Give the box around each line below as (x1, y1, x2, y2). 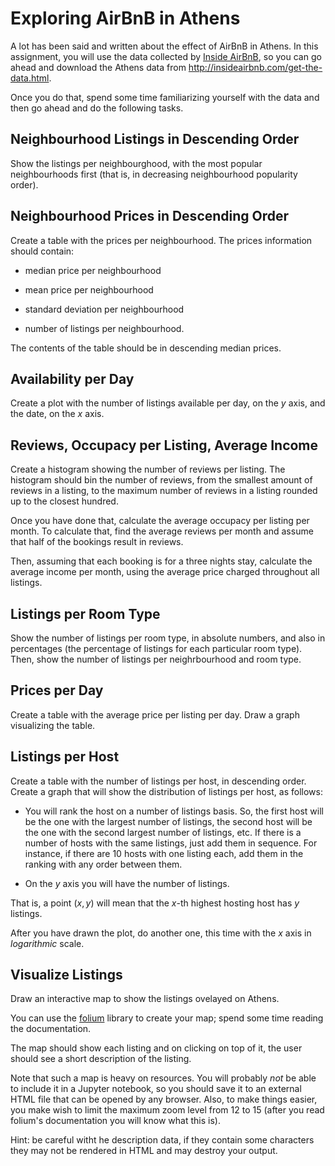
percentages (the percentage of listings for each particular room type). (10, 643, 303, 654)
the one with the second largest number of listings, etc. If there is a (24, 826, 302, 838)
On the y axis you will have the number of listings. (24, 877, 230, 889)
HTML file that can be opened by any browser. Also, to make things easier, (10, 1093, 318, 1106)
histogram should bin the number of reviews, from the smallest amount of (10, 474, 313, 486)
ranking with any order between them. (24, 858, 183, 870)
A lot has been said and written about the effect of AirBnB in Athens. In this (10, 40, 319, 52)
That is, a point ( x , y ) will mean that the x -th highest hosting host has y (10, 897, 300, 909)
